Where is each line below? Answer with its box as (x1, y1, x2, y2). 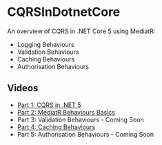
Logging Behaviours (17, 40, 74, 48)
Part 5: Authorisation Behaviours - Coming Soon (17, 130, 154, 138)
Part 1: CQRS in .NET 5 (17, 101, 81, 109)
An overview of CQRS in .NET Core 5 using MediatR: (7, 27, 156, 35)
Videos (7, 82, 39, 94)
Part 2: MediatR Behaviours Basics (17, 108, 116, 116)
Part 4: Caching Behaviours (17, 122, 96, 131)
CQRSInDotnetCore (7, 4, 121, 20)
